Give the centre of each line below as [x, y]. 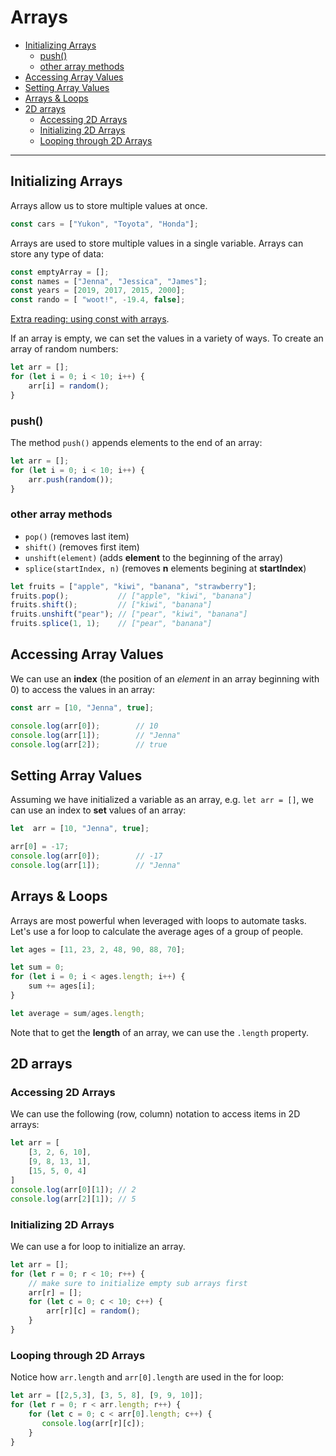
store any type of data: [57, 253]
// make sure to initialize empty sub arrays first [138, 1283]
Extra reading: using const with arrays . [90, 319]
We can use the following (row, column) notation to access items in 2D [155, 1114]
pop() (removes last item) [77, 536]
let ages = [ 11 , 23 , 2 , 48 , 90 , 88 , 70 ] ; [98, 949]
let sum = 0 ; [37, 967]
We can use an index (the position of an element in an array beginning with [165, 678]
